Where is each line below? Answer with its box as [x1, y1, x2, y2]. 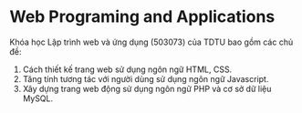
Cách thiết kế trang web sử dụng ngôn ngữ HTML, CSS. [22, 64, 233, 75]
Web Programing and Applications [9, 6, 276, 27]
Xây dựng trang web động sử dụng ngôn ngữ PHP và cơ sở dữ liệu [22, 83, 272, 94]
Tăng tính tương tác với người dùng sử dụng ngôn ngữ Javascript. [22, 73, 269, 84]
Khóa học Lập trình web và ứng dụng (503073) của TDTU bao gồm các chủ [9, 36, 294, 47]
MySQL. [22, 93, 54, 104]
